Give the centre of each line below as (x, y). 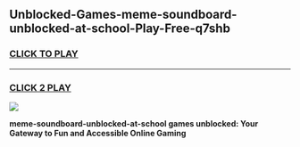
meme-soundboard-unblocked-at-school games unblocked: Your (134, 123)
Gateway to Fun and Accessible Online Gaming (98, 133)
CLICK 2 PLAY (40, 87)
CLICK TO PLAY (44, 54)
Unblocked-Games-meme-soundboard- (123, 15)
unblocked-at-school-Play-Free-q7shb (120, 29)
